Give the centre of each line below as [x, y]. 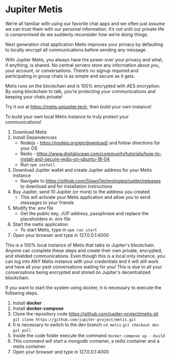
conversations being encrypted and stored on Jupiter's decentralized [78, 272]
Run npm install [37, 164]
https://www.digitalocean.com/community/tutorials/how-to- [99, 153]
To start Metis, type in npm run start [59, 230]
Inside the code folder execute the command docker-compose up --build [89, 335]
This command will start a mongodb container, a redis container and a [86, 341]
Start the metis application [40, 224]
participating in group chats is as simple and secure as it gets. [70, 76]
